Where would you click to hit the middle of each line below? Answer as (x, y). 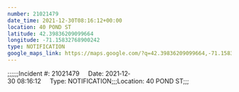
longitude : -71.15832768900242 (54, 40)
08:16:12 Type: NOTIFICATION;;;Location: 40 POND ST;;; (103, 81)
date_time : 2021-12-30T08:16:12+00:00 (65, 21)
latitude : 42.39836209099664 (51, 34)
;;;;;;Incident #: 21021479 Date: (56, 73)
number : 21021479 (33, 14)
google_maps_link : (34, 54)
